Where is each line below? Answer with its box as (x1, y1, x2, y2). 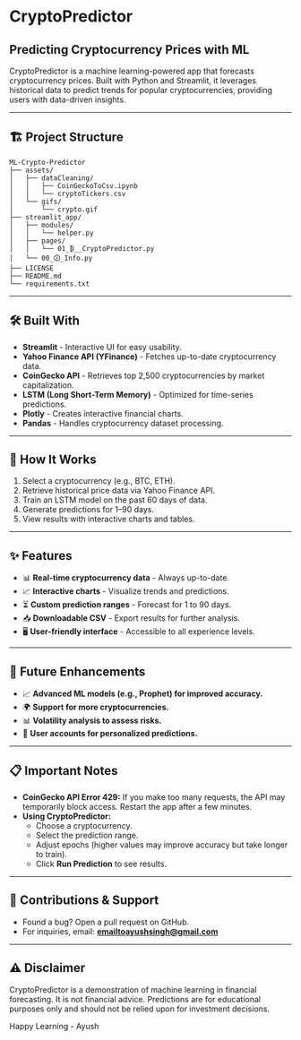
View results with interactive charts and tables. (21, 513, 195, 525)
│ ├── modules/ (9, 220, 74, 229)
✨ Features (9, 548, 73, 563)
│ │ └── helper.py (9, 228, 94, 237)
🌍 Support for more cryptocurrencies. (21, 701, 169, 713)
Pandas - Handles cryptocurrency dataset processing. (21, 417, 224, 428)
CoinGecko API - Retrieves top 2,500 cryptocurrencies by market (21, 370, 265, 381)
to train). (35, 848, 67, 859)
